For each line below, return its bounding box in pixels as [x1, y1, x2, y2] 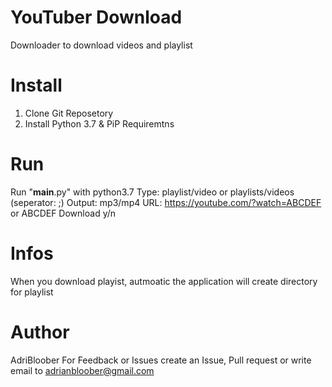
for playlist [10, 286, 54, 298]
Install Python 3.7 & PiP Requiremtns [24, 117, 175, 130]
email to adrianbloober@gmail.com [10, 364, 155, 376]
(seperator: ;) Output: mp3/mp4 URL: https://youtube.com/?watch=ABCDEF [10, 196, 322, 208]
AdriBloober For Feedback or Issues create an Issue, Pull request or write [10, 354, 312, 366]
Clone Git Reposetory [24, 107, 114, 119]
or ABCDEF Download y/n [10, 207, 117, 219]
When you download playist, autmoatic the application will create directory [10, 275, 318, 287]
